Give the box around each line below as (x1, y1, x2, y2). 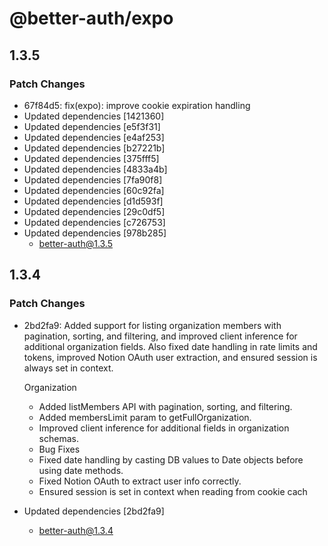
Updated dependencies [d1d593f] (23, 195, 164, 207)
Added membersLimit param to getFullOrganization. (38, 411, 252, 423)
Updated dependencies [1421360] (23, 110, 165, 122)
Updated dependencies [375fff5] (23, 152, 160, 164)
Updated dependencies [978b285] (23, 227, 167, 239)
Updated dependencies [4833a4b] (23, 163, 168, 175)
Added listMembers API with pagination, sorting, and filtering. (38, 400, 293, 412)
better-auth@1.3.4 (38, 524, 114, 536)
